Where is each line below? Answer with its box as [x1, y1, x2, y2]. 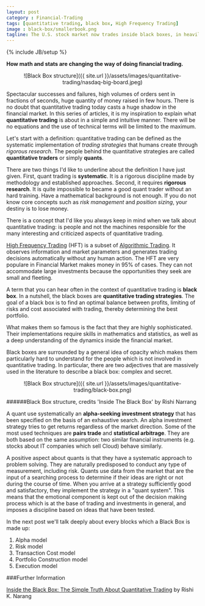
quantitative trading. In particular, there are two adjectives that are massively [6, 362, 199, 369]
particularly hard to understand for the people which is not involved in [6, 355, 182, 362]
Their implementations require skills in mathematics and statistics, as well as [6, 330, 198, 338]
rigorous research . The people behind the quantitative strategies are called [6, 148, 195, 155]
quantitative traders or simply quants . [6, 154, 104, 162]
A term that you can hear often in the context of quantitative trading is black [6, 286, 197, 293]
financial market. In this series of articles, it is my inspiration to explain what [6, 110, 196, 117]
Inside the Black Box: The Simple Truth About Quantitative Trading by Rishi [6, 586, 194, 593]
